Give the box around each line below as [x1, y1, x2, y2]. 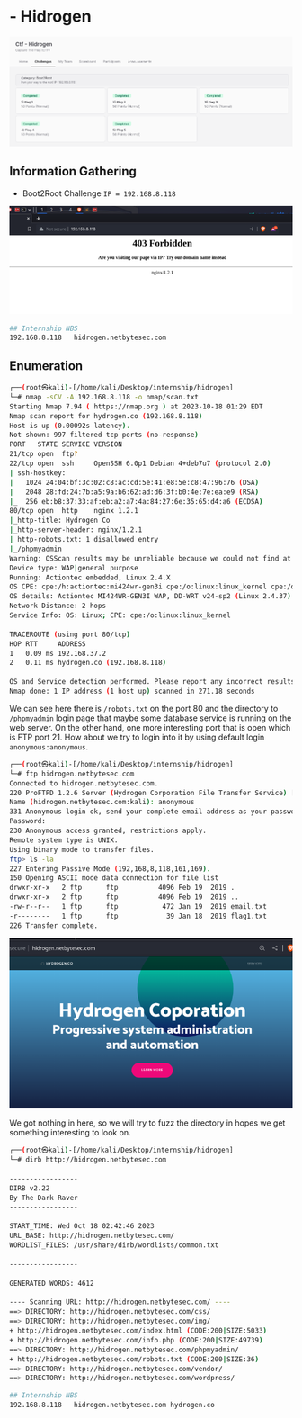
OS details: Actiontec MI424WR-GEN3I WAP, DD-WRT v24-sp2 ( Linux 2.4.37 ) [9, 592, 292, 601]
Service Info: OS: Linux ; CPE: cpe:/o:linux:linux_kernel [9, 611, 231, 620]
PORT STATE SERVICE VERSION [9, 440, 123, 449]
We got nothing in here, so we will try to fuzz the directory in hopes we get [9, 1117, 286, 1128]
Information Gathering [9, 164, 138, 179]
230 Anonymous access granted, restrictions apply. [9, 826, 207, 836]
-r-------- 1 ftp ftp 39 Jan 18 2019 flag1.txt [9, 911, 268, 920]
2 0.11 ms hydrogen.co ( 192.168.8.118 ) [9, 659, 167, 668]
